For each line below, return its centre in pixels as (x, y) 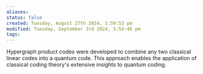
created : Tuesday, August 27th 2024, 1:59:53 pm (69, 23)
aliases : (17, 12)
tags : (13, 35)
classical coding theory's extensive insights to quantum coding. (87, 65)
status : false (24, 18)
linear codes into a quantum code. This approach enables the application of (102, 58)
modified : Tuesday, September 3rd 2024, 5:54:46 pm (73, 29)
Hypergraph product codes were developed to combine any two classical (99, 52)
